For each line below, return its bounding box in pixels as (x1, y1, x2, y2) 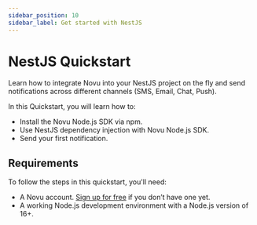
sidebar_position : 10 (8, 11, 79, 20)
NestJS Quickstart (8, 53, 131, 71)
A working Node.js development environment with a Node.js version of (19, 201, 249, 210)
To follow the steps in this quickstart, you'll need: (8, 177, 167, 187)
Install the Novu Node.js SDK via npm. (19, 117, 143, 126)
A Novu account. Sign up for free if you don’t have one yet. (19, 193, 211, 202)
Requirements (8, 156, 79, 169)
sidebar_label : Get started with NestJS (8, 19, 143, 27)
